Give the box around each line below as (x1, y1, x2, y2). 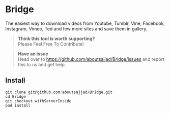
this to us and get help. (17, 61, 66, 67)
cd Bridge (5, 94, 26, 99)
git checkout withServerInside (5, 98, 72, 103)
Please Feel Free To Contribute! (17, 41, 84, 47)
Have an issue (17, 51, 48, 57)
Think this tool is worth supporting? (17, 35, 95, 42)
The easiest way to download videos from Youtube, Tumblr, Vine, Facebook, (5, 20, 165, 26)
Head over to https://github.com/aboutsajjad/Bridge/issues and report (17, 56, 164, 62)
